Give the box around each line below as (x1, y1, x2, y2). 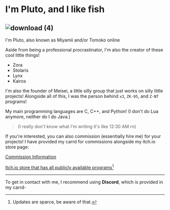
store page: (5, 144, 29, 150)
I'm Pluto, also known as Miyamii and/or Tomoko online (5, 37, 120, 43)
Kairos (12, 78, 26, 84)
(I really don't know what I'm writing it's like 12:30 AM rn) (17, 124, 137, 129)
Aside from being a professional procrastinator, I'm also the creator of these (5, 47, 163, 52)
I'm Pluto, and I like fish (5, 4, 105, 15)
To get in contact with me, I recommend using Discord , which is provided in (5, 179, 163, 185)
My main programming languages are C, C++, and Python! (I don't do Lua (5, 109, 158, 114)
